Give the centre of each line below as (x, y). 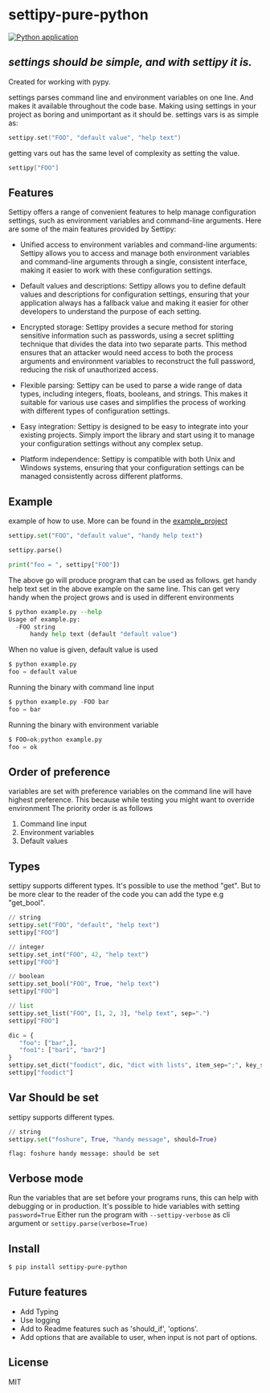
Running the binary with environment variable (84, 724)
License (29, 1363)
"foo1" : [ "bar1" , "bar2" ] (62, 1051)
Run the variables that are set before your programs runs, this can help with (133, 1198)
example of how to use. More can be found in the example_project (118, 521)
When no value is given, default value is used (83, 649)
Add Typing (39, 1311)
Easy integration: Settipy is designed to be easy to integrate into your (134, 427)
